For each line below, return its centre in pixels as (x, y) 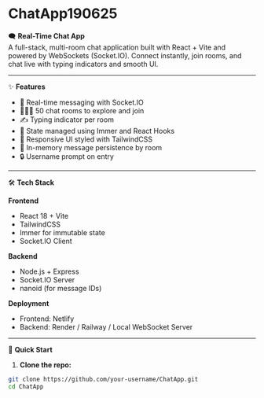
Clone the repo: (46, 365)
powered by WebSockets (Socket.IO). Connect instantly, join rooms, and (125, 55)
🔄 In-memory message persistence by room (91, 147)
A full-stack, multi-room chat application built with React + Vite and (117, 47)
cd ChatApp (26, 386)
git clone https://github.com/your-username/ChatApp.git (103, 379)
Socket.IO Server (47, 279)
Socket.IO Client (46, 241)
